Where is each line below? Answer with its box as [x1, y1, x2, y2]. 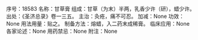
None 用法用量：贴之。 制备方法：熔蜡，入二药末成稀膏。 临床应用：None [6, 20, 190, 27]
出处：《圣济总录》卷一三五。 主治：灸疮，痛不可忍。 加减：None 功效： [6, 13, 185, 20]
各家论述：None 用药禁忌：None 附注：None [6, 27, 118, 35]
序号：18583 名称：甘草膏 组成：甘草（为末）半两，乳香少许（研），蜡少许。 [6, 5, 195, 12]
